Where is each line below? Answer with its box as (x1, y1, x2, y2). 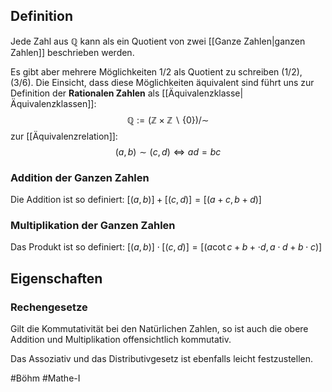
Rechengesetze (10, 300, 88, 314)
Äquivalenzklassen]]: (10, 97, 97, 109)
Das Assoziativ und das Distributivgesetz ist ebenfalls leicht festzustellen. (10, 353, 314, 365)
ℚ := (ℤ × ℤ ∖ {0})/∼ (126, 114, 210, 126)
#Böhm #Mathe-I (10, 372, 81, 384)
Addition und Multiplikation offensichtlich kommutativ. (10, 334, 232, 346)
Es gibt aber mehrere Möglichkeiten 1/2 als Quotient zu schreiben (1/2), (10, 65, 303, 78)
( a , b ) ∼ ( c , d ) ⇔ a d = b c (114, 145, 222, 158)
